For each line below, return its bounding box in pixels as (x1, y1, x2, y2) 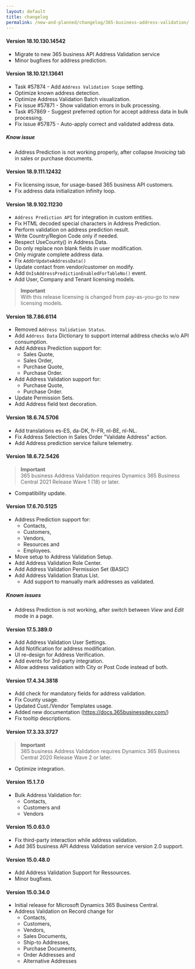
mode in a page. (14, 612, 54, 619)
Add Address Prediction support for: (14, 344, 102, 351)
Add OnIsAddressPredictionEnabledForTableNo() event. (14, 270, 147, 277)
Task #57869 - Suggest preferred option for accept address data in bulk (14, 108, 189, 115)
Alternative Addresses (23, 957, 77, 965)
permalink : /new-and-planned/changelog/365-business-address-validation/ (6, 19, 190, 25)
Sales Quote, (23, 351, 54, 358)
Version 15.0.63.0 (6, 823, 50, 830)
